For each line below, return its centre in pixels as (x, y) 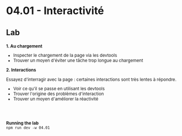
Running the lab (23, 123)
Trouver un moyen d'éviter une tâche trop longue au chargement (78, 61)
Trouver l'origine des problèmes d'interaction (59, 94)
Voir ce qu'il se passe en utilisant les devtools (59, 89)
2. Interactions (21, 70)
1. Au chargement (24, 46)
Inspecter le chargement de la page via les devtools (65, 56)
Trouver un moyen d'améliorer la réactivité (56, 99)
